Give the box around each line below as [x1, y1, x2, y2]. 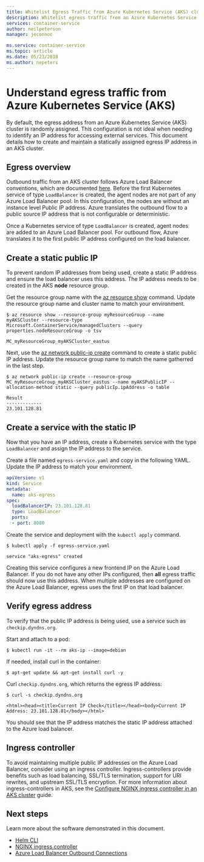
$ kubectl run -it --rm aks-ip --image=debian [6, 647, 126, 653]
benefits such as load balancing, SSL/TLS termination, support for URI [6, 771, 182, 779]
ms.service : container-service [6, 43, 86, 49]
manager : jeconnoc [6, 32, 53, 38]
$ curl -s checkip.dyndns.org [6, 692, 83, 698]
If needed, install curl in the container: [6, 658, 101, 665]
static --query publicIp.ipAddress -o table [55, 384, 170, 391]
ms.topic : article [6, 48, 53, 55]
